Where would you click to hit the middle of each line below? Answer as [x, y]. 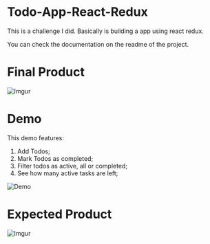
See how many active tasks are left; [67, 173]
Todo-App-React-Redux [77, 12]
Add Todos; [33, 151]
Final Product [46, 72]
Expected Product [60, 214]
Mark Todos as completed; [55, 158]
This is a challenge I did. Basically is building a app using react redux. [106, 31]
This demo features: [35, 137]
